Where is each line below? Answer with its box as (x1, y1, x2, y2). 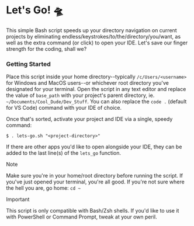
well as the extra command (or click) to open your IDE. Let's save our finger (6, 39, 188, 46)
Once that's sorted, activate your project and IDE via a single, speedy (6, 116, 173, 123)
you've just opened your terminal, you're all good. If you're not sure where (6, 178, 185, 186)
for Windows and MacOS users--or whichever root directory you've (6, 79, 169, 86)
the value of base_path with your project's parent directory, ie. (6, 92, 155, 99)
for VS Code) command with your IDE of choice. (6, 105, 122, 112)
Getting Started (6, 60, 51, 68)
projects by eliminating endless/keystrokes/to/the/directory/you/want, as (6, 33, 181, 40)
